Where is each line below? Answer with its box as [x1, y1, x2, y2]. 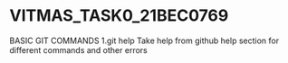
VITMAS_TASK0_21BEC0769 [9, 5, 229, 26]
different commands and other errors [9, 44, 148, 55]
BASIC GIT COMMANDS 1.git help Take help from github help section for [9, 35, 279, 46]
